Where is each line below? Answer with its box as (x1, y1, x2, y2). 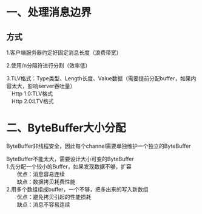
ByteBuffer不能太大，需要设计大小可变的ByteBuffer (6, 155, 135, 162)
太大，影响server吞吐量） (11, 83, 76, 89)
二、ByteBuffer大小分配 (6, 121, 126, 135)
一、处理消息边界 (6, 5, 92, 19)
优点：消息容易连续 (17, 170, 65, 178)
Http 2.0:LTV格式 (12, 98, 54, 105)
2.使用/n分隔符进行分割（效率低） (6, 62, 91, 69)
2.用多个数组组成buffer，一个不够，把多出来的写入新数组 (6, 185, 149, 193)
